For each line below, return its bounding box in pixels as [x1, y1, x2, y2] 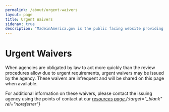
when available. [5, 81, 38, 87]
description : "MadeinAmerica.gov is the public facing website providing [5, 26, 164, 31]
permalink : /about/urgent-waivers [5, 7, 78, 13]
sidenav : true [5, 21, 35, 27]
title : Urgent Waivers [5, 17, 53, 22]
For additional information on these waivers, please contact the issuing [5, 90, 152, 96]
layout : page [5, 12, 33, 17]
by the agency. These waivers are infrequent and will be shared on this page [5, 75, 164, 81]
